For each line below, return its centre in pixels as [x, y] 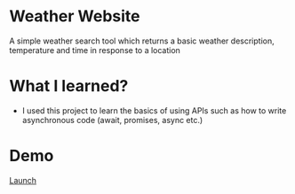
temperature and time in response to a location [95, 50]
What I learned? [69, 86]
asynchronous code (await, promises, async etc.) [112, 120]
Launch [23, 180]
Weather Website [75, 16]
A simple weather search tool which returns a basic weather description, [142, 41]
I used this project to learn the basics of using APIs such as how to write [154, 110]
